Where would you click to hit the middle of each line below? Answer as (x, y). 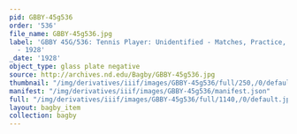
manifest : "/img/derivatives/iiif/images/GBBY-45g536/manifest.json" (140, 91)
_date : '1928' (35, 58)
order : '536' (33, 26)
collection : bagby (43, 115)
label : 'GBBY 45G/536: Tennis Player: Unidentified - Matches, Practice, (148, 42)
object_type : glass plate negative (75, 67)
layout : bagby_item (45, 108)
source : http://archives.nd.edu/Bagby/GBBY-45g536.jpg (112, 75)
